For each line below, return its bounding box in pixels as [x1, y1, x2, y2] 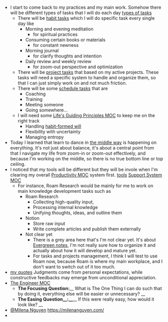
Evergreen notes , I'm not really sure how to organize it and [33, 242, 156, 248]
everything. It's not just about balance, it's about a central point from [10, 145, 154, 151]
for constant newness [33, 42, 79, 48]
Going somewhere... [25, 107, 68, 113]
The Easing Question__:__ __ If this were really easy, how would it [17, 296, 154, 302]
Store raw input [33, 221, 65, 226]
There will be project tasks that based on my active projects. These [17, 69, 159, 75]
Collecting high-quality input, [33, 199, 94, 205]
